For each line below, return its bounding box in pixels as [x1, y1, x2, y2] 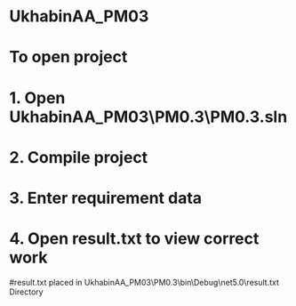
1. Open [9, 87, 66, 108]
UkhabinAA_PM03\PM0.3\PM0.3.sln [9, 107, 288, 126]
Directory [9, 286, 44, 297]
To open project [9, 47, 128, 68]
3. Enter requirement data [9, 188, 203, 208]
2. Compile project [9, 147, 148, 167]
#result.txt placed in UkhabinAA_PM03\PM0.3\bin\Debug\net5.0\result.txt [9, 277, 280, 287]
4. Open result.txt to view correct [9, 229, 260, 249]
